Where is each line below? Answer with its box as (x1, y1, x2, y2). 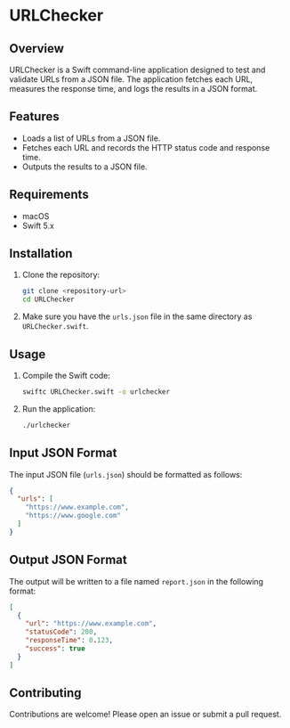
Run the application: (21, 403, 96, 414)
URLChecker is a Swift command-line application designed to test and (9, 64, 266, 75)
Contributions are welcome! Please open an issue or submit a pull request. (9, 709, 282, 720)
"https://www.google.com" (25, 511, 122, 520)
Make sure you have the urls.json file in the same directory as (21, 311, 253, 322)
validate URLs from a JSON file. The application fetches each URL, (9, 74, 254, 85)
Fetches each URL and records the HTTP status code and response (21, 142, 270, 152)
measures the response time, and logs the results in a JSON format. (9, 84, 258, 94)
